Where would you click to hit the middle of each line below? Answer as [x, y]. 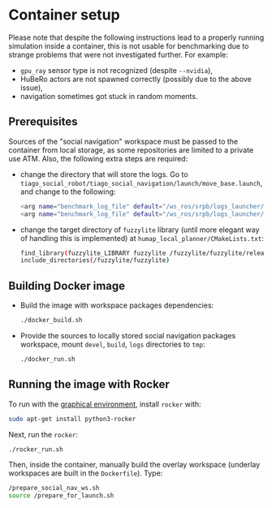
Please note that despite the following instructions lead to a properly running [136, 37]
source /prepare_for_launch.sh [61, 496]
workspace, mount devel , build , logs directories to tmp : [112, 344]
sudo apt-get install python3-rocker [72, 419]
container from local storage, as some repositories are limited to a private [131, 150]
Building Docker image [67, 286]
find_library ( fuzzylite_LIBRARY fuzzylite [93, 253]
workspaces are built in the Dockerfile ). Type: [86, 473]
